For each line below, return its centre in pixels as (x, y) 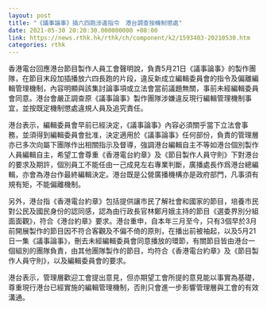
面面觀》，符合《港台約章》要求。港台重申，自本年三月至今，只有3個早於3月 (133, 221)
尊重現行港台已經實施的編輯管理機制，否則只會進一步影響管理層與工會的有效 (133, 288)
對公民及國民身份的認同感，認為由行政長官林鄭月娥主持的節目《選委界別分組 (133, 212)
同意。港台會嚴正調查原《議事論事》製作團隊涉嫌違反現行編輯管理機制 (130, 98)
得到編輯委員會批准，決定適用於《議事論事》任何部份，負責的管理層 (147, 135)
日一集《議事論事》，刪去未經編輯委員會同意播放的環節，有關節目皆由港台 (128, 241)
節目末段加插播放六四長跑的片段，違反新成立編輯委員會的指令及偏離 (140, 78)
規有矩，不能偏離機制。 (46, 185)
